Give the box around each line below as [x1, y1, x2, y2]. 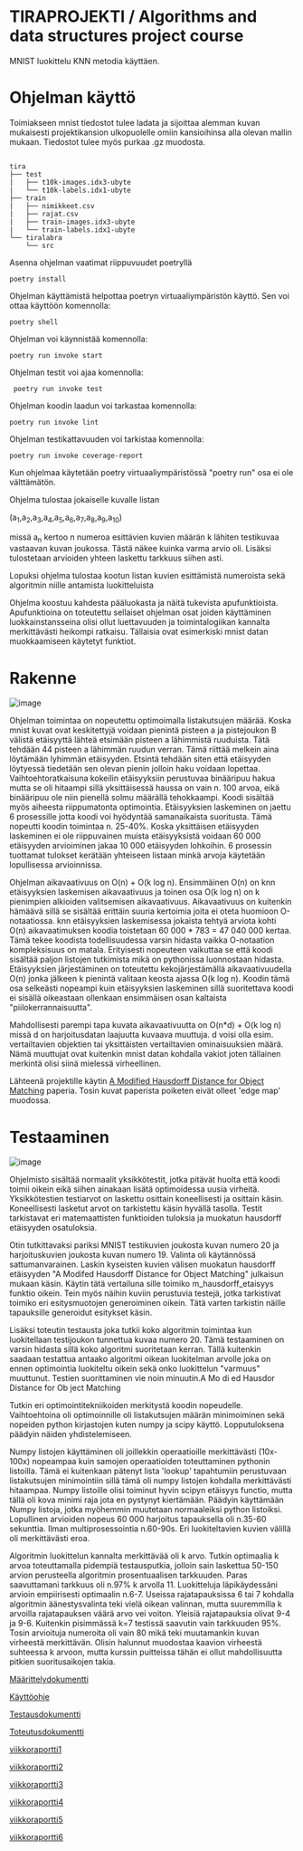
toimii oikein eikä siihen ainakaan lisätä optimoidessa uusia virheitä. [9, 1184, 260, 1194]
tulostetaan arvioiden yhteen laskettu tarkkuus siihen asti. [9, 552, 224, 563]
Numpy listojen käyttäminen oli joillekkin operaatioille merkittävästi [9, 1446, 257, 1457]
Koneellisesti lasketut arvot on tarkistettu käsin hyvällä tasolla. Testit [9, 1203, 262, 1214]
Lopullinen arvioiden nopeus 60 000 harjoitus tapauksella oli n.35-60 [9, 1514, 267, 1525]
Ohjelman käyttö [9, 88, 137, 108]
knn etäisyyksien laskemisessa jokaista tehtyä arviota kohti [57, 916, 277, 926]
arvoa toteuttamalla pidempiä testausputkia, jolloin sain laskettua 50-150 [9, 1560, 279, 1571]
